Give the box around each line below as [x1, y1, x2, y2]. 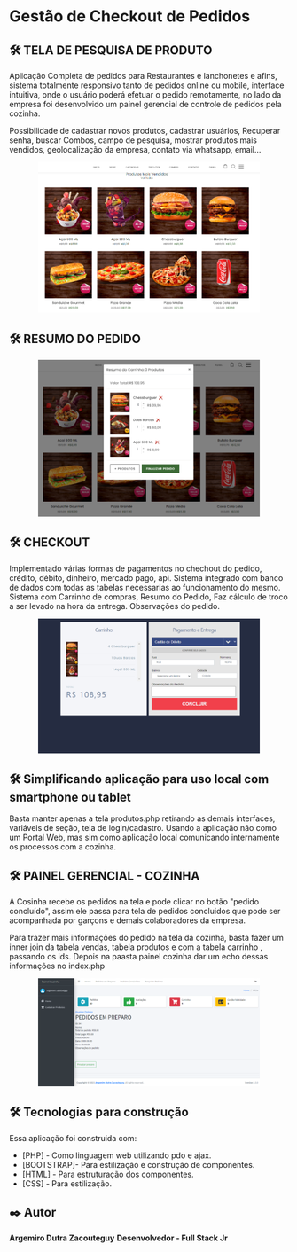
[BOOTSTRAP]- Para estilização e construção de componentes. [21, 1159, 255, 1170]
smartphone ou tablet [9, 789, 131, 804]
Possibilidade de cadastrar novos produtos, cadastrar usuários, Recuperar [9, 126, 281, 136]
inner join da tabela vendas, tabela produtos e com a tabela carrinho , [9, 942, 263, 952]
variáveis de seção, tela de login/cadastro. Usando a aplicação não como [9, 823, 277, 833]
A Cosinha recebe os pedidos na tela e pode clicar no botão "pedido [9, 896, 260, 907]
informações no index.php [9, 960, 106, 972]
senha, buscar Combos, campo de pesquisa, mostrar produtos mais [9, 135, 257, 145]
